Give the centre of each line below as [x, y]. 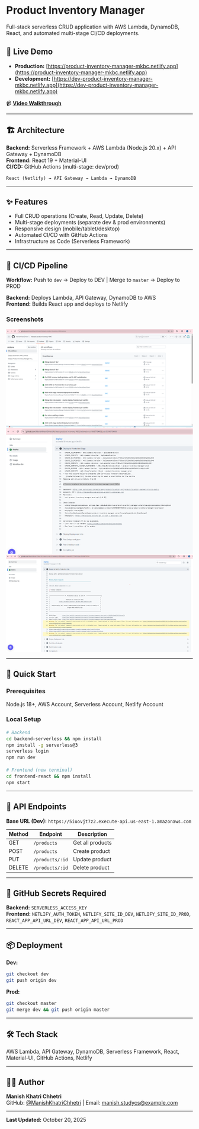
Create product [92, 851]
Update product [92, 859]
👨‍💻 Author [25, 1082]
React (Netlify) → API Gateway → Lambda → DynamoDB [71, 178]
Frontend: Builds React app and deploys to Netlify [67, 304]
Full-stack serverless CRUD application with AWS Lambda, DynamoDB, [93, 27]
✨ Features [27, 202]
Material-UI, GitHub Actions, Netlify [49, 1058]
